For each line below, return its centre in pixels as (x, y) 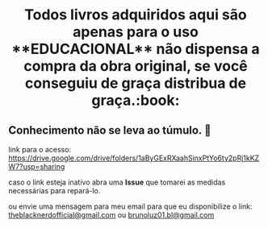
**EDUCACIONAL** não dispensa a (136, 49)
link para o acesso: (40, 149)
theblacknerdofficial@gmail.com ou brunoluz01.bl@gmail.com (111, 215)
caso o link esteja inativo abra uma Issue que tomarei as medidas (117, 182)
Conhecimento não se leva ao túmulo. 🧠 (110, 130)
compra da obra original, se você (136, 66)
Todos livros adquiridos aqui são (136, 15)
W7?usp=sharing (37, 166)
